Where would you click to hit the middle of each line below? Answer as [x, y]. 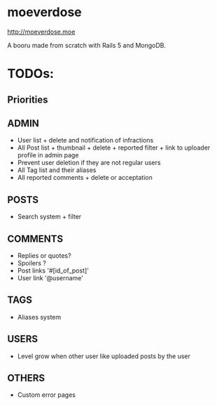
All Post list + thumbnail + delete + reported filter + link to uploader [114, 148]
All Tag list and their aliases [57, 170]
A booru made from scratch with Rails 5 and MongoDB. [87, 45]
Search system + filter [49, 217]
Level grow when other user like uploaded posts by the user [104, 356]
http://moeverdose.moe [41, 32]
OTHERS [26, 378]
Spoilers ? [32, 263]
